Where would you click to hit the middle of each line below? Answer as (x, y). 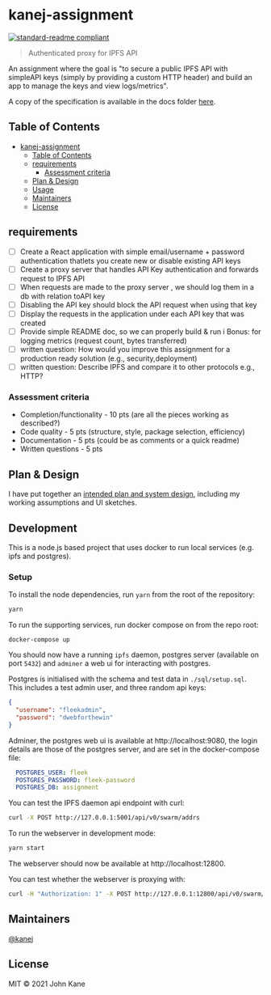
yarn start (27, 848)
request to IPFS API (52, 278)
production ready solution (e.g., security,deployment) (108, 358)
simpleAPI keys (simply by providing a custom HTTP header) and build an (130, 77)
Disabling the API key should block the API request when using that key (138, 304)
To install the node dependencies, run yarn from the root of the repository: (132, 595)
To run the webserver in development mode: (82, 833)
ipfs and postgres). (40, 556)
